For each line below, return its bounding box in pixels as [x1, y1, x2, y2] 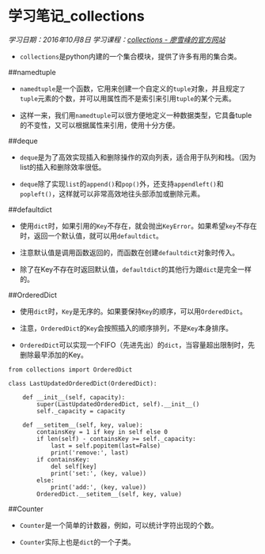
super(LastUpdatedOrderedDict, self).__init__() [36, 400, 200, 408]
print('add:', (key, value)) [50, 483, 147, 491]
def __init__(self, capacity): [22, 393, 126, 401]
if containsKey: [36, 455, 90, 463]
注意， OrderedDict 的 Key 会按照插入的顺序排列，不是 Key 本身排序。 [19, 323, 233, 333]
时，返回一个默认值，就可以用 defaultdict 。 [19, 231, 164, 240]
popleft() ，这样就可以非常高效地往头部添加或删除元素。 [19, 189, 205, 198]
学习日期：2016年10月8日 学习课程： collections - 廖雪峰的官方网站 [8, 35, 225, 44]
